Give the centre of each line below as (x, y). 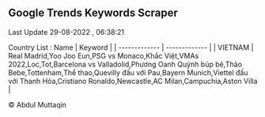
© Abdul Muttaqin (38, 104)
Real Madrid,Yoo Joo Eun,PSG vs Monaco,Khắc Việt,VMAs (104, 55)
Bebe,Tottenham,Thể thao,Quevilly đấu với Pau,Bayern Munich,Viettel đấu (128, 72)
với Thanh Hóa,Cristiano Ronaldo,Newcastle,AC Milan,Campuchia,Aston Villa (133, 81)
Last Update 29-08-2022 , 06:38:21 (66, 32)
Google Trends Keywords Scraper (93, 13)
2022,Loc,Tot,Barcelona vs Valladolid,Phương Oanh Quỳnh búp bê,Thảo (125, 64)
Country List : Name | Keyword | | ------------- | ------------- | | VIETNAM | (131, 47)
